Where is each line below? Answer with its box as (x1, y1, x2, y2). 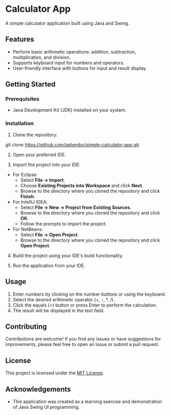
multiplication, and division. (12, 54, 71, 60)
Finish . (20, 193, 35, 200)
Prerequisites (5, 96, 39, 103)
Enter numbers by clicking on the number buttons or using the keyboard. (12, 291, 166, 297)
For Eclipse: (12, 171, 38, 177)
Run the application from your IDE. (12, 262, 85, 268)
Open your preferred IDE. (12, 151, 67, 157)
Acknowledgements (5, 385, 71, 393)
